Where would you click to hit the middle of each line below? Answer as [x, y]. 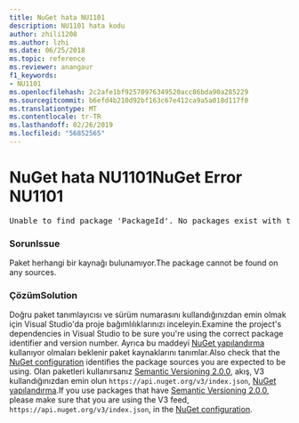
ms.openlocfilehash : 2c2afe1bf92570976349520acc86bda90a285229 [129, 92]
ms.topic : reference [48, 59]
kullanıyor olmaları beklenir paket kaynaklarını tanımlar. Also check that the [145, 353]
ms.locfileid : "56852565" [57, 134]
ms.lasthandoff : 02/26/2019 [61, 126]
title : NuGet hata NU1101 [57, 17]
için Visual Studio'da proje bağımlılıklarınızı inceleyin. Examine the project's [145, 324]
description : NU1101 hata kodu [67, 26]
